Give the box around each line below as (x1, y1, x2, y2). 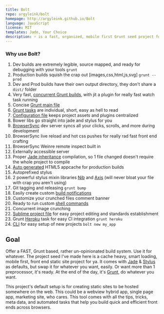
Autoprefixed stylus (12, 169, 53, 176)
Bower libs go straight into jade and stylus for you (12, 118, 112, 123)
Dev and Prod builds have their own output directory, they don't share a (12, 81, 156, 87)
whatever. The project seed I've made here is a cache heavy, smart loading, (5, 253, 158, 259)
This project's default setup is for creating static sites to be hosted (5, 283, 139, 289)
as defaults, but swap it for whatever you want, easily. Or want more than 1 (5, 264, 155, 270)
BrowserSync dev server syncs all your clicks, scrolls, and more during (12, 123, 155, 129)
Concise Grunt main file (12, 102, 60, 108)
